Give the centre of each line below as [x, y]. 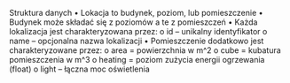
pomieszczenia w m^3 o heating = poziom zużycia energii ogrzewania [137, 60]
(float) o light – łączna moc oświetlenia [80, 69]
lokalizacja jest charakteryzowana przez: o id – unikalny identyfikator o [138, 31]
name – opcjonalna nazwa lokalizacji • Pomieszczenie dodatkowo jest [137, 41]
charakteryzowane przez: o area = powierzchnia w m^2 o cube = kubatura [145, 50]
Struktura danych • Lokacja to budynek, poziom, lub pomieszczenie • [136, 13]
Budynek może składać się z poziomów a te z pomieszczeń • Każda [133, 22]
